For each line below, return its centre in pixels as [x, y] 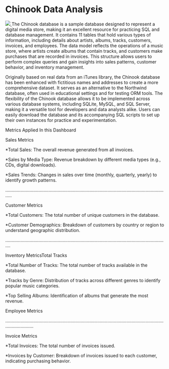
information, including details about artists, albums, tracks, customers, [78, 40]
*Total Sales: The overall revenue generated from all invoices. [70, 149]
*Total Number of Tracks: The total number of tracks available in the [76, 265]
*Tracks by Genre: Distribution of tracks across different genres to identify [83, 280]
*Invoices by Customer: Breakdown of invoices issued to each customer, [81, 355]
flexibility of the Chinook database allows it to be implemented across [78, 98]
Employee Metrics [24, 311]
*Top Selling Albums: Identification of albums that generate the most [77, 295]
